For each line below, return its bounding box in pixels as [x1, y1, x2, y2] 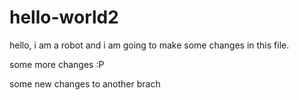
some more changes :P [9, 58, 105, 70]
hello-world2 [9, 6, 119, 29]
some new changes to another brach [9, 77, 161, 90]
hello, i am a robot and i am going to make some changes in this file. [9, 39, 290, 51]
